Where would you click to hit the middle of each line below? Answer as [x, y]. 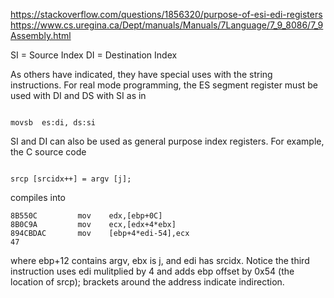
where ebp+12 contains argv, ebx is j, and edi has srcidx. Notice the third [160, 260]
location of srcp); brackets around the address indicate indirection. [147, 282]
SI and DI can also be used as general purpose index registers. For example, [167, 141]
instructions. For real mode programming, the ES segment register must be [164, 85]
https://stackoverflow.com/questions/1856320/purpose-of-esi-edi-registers [166, 14]
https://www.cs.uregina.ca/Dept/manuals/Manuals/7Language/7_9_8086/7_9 [167, 25]
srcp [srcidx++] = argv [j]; [71, 179]
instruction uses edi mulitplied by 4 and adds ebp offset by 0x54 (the [152, 271]
